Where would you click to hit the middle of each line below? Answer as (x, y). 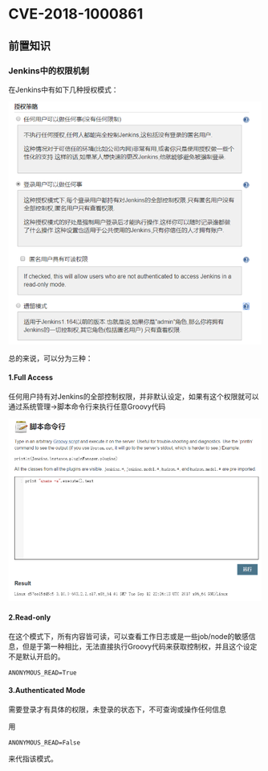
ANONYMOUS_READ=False (45, 742)
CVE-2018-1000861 (76, 14)
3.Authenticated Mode (47, 691)
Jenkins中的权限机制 (49, 71)
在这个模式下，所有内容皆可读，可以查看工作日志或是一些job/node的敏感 (128, 636)
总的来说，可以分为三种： (51, 358)
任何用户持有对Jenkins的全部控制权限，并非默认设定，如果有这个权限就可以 (134, 396)
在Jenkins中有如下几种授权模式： (63, 89)
